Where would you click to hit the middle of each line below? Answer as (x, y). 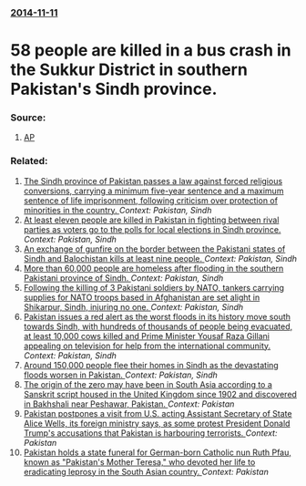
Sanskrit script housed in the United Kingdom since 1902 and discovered (160, 394)
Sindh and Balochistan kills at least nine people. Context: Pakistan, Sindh (160, 258)
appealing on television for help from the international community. (147, 346)
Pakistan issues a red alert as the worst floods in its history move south (157, 316)
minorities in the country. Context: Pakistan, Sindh (117, 210)
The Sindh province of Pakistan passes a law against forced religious (153, 181)
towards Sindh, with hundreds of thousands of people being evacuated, (158, 326)
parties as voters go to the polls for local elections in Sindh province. (152, 229)
